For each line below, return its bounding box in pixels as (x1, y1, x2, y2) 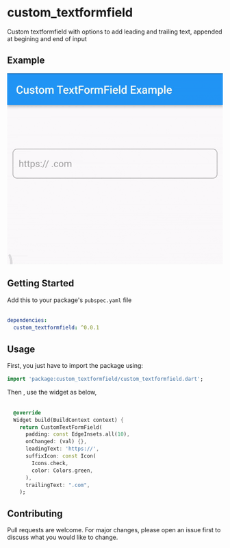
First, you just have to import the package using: (7, 362, 144, 370)
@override (13, 409, 41, 416)
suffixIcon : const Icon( (25, 453, 97, 460)
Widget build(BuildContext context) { (13, 416, 125, 423)
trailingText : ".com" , (25, 482, 90, 488)
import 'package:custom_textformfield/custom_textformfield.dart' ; (7, 375, 204, 383)
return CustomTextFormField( (19, 423, 103, 431)
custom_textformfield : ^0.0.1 (13, 324, 99, 332)
